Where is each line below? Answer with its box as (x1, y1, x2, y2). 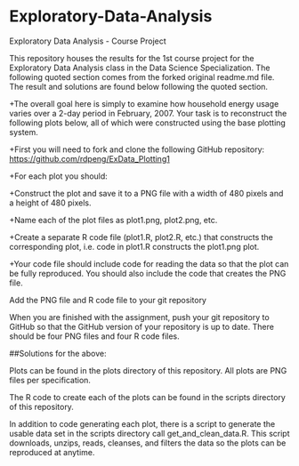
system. (9, 126, 38, 137)
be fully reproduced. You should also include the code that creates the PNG (9, 268, 287, 278)
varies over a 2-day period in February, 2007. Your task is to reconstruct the (9, 108, 287, 118)
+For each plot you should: (9, 171, 109, 181)
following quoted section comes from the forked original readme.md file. (9, 71, 275, 82)
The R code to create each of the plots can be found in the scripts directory (9, 391, 287, 402)
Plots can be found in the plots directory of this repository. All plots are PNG (9, 365, 287, 375)
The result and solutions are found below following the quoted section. (9, 81, 269, 92)
